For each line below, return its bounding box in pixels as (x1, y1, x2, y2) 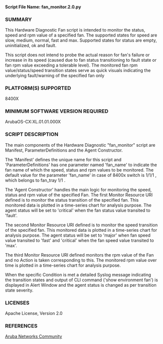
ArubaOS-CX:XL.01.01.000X (5, 119, 61, 125)
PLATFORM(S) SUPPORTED (5, 85, 72, 91)
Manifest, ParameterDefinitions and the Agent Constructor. (5, 147, 123, 153)
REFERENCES (5, 323, 38, 329)
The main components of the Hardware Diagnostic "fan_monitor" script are (5, 142, 156, 148)
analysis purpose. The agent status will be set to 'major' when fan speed (5, 232, 151, 238)
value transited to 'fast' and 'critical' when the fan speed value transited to (5, 237, 154, 243)
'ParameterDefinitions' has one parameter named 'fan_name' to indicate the (5, 162, 157, 168)
